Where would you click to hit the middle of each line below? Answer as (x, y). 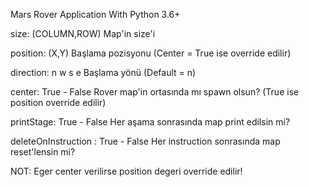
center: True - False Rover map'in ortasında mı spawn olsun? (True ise (155, 92)
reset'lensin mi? (43, 152)
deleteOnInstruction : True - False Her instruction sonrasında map (145, 141)
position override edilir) (58, 102)
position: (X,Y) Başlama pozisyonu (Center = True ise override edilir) (151, 53)
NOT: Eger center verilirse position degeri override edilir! (126, 171)
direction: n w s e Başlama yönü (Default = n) (103, 72)
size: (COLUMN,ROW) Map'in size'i (83, 33)
